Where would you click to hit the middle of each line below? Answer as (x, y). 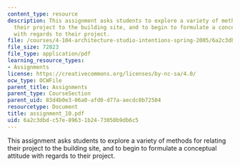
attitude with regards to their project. (61, 156)
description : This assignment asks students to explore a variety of (113, 21)
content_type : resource (43, 14)
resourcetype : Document (43, 107)
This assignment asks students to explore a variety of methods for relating (117, 141)
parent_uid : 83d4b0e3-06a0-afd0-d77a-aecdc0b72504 (84, 101)
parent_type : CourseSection (49, 93)
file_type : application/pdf (49, 54)
